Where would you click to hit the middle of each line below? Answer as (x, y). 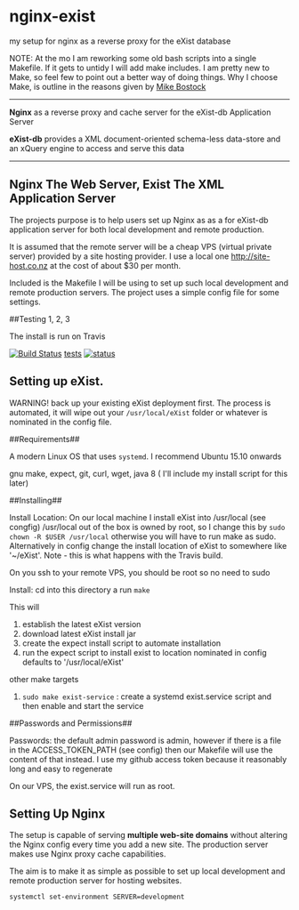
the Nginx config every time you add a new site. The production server (139, 845)
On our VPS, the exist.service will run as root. (92, 785)
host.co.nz (29, 265)
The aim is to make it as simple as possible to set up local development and (147, 871)
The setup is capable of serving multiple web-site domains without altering (148, 835)
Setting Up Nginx (57, 813)
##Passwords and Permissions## (71, 723)
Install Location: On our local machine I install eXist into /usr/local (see (138, 517)
